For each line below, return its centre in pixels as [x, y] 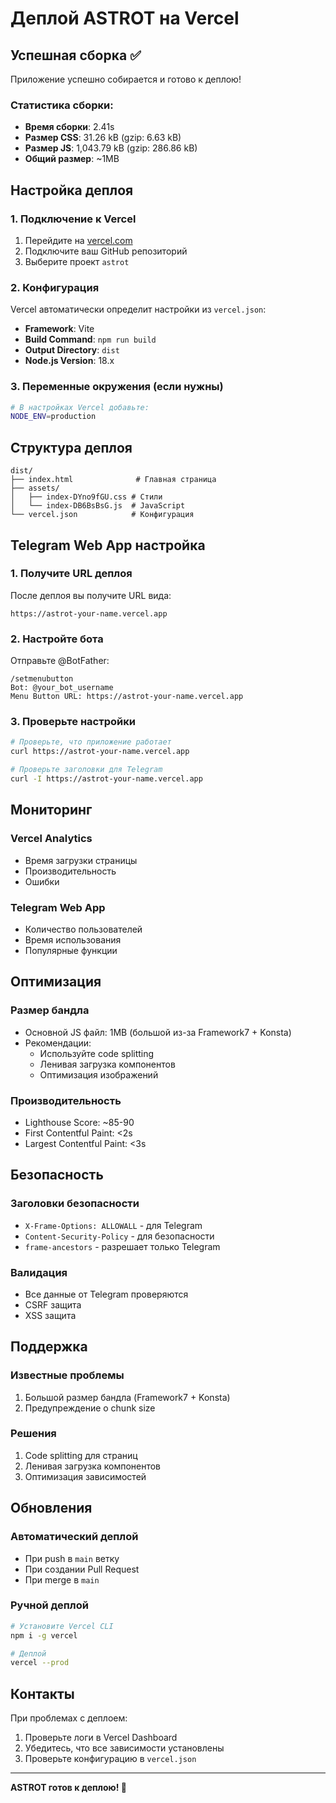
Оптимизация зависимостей [85, 1476]
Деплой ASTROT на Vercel [125, 18]
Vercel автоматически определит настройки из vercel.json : [138, 309]
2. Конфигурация [55, 287]
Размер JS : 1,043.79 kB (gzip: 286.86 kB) [111, 148]
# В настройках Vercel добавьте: [80, 407]
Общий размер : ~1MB [72, 159]
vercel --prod [40, 1663]
